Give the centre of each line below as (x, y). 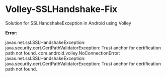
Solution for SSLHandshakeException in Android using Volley (68, 23)
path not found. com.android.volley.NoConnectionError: (63, 53)
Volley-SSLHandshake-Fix (61, 9)
